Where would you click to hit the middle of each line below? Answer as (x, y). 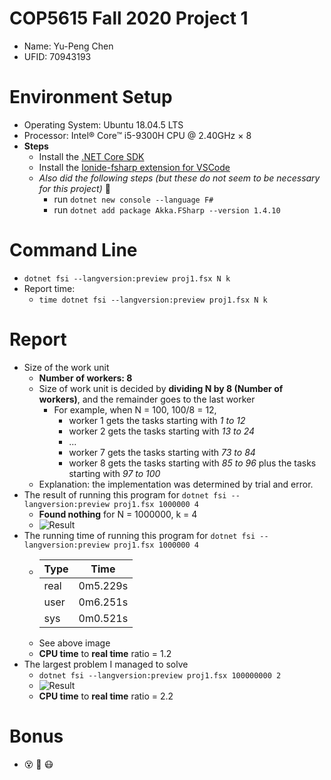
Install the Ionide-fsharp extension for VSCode (134, 167)
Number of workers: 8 (85, 378)
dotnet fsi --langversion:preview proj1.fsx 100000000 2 (160, 675)
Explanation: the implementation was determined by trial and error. (176, 484)
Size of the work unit (66, 367)
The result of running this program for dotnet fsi (125, 494)
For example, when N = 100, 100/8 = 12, (135, 409)
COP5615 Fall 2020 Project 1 (129, 18)
